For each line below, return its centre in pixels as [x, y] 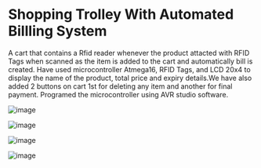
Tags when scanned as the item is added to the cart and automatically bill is [130, 61]
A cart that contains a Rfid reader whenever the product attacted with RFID [129, 53]
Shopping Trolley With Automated [121, 15]
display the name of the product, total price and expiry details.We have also [130, 78]
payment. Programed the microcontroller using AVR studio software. [118, 94]
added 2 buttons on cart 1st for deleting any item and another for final [120, 86]
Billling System [58, 31]
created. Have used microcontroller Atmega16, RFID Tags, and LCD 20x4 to [129, 69]
